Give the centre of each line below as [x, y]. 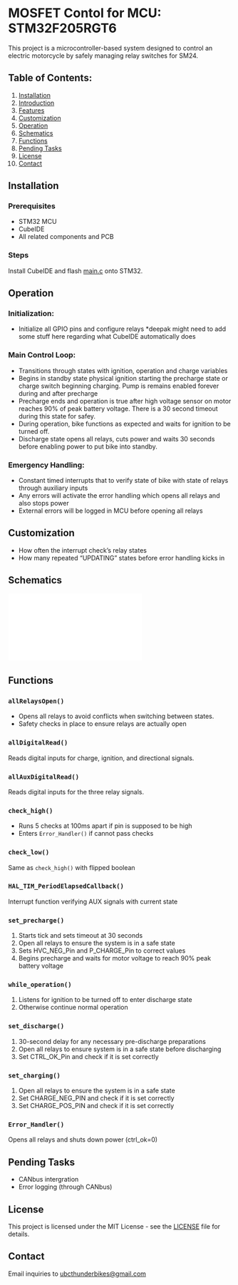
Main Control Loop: [42, 355]
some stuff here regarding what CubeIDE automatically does [107, 337]
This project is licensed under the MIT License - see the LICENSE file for [114, 1226]
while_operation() [40, 985]
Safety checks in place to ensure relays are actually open [103, 724]
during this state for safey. [57, 416]
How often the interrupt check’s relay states [82, 550]
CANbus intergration [48, 1179]
